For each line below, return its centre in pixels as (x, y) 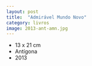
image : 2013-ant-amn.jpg (37, 28)
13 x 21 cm (28, 45)
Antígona (26, 52)
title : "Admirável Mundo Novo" (46, 17)
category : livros (28, 23)
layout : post (22, 12)
